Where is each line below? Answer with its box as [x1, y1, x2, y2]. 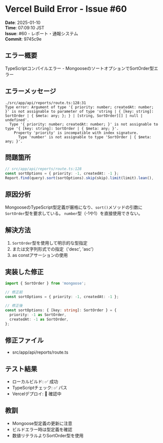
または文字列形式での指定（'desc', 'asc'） [12, 246, 97, 252]
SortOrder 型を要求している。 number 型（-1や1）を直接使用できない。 [5, 210, 143, 216]
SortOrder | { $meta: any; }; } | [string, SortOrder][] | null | [5, 113, 143, 118]
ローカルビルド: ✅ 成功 [12, 379, 59, 384]
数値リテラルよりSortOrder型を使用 [12, 432, 84, 438]
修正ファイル [5, 336, 44, 344]
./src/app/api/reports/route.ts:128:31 [5, 100, 86, 105]
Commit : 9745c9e [5, 36, 42, 42]
